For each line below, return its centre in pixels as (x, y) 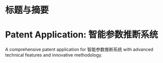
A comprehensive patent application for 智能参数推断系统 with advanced (79, 50)
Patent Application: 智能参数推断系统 (81, 35)
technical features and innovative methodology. (54, 55)
